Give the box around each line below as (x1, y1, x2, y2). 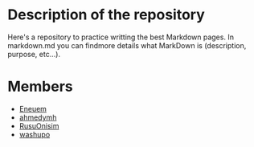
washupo (18, 129, 51, 139)
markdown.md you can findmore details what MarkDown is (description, (7, 40, 247, 50)
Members (7, 78, 73, 96)
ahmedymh (18, 112, 57, 122)
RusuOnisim (18, 120, 59, 130)
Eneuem (18, 104, 47, 113)
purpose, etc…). (7, 49, 61, 59)
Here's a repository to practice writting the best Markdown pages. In (7, 32, 235, 42)
